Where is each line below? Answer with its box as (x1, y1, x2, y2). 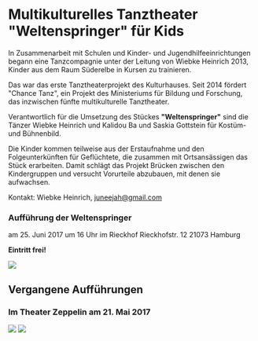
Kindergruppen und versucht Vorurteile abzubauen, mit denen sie (8, 169, 221, 178)
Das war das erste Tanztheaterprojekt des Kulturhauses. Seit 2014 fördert (8, 80, 247, 90)
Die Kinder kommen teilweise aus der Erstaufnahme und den (8, 144, 205, 153)
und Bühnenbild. (8, 128, 61, 138)
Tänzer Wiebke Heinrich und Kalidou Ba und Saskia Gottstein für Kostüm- (8, 120, 246, 130)
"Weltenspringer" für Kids (8, 22, 185, 40)
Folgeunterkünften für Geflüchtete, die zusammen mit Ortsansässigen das (8, 152, 248, 162)
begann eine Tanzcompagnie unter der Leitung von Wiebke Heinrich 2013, (8, 57, 249, 66)
